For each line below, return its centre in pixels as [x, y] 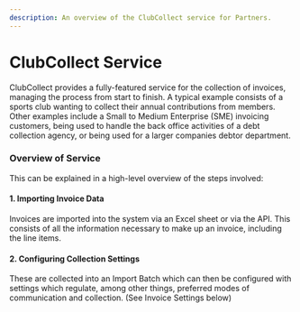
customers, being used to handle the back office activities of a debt [135, 125]
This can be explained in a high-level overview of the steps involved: [136, 178]
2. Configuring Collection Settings [74, 259]
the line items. [35, 238]
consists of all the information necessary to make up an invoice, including [145, 229]
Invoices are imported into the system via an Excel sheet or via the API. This [150, 219]
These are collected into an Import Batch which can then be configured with [150, 279]
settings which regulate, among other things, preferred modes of [130, 289]
